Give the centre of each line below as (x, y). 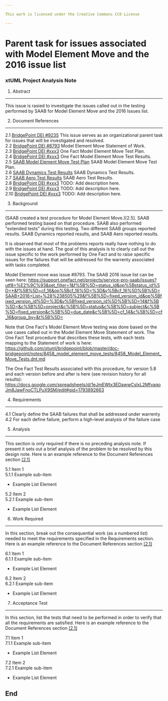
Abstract (21, 91)
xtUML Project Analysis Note (41, 80)
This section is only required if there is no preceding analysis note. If (76, 444)
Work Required (28, 519)
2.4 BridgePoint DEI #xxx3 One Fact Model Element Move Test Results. (78, 156)
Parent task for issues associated (76, 43)
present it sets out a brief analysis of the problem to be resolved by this (79, 449)
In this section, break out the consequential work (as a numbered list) (76, 533)
